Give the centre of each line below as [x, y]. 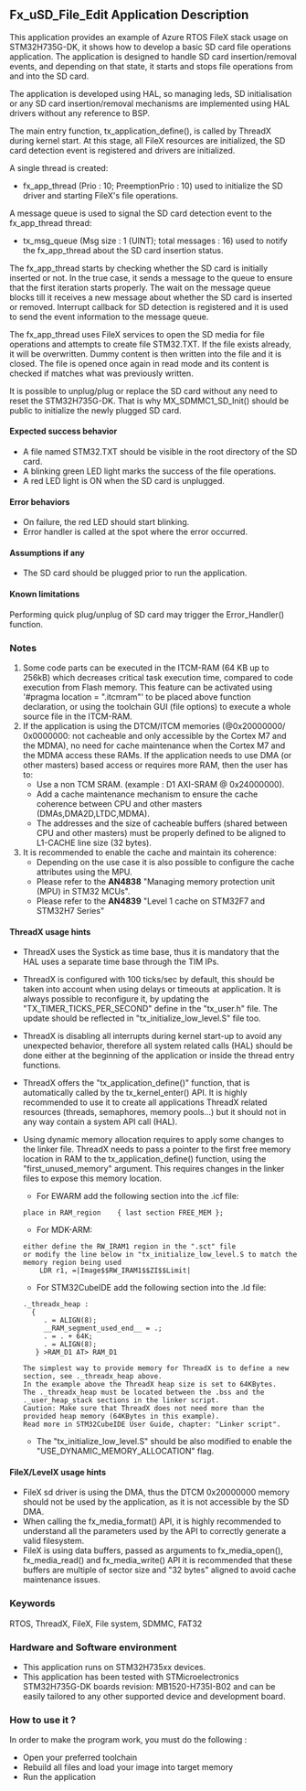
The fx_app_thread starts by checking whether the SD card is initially [139, 268]
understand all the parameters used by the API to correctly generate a [154, 1531]
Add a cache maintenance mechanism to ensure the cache [147, 794]
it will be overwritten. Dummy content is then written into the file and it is [146, 354]
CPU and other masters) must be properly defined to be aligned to [161, 832]
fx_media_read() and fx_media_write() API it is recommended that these [158, 1560]
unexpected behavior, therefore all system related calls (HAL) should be [158, 1046]
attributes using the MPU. [84, 872]
